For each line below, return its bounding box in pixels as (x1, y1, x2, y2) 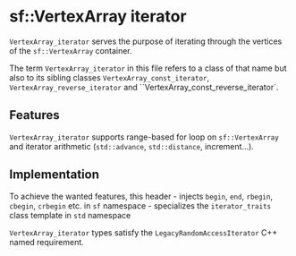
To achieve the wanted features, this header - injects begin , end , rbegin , (9, 191, 273, 201)
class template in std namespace (9, 209, 131, 220)
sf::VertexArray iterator (9, 6, 187, 27)
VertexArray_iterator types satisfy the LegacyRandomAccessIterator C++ (9, 226, 278, 238)
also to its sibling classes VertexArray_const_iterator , (9, 72, 210, 82)
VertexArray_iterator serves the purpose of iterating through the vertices (9, 36, 283, 47)
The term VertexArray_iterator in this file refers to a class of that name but (9, 63, 288, 73)
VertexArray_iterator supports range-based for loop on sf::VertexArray (9, 132, 279, 142)
